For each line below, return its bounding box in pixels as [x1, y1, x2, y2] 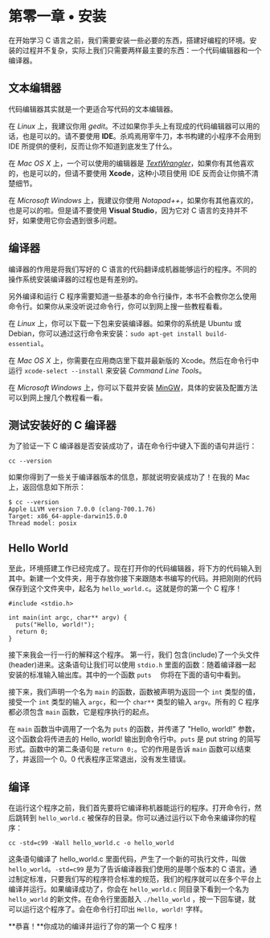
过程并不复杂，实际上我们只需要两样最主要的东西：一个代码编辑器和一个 [22, 45, 262, 55]
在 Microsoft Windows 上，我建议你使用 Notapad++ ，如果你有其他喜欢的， [8, 195, 258, 205]
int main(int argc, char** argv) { [8, 614, 128, 622]
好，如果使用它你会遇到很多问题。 [8, 215, 121, 225]
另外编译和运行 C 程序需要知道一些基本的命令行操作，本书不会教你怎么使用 [8, 291, 257, 301]
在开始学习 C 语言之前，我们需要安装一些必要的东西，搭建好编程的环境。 [8, 35, 251, 45]
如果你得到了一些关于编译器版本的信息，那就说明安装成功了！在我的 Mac [8, 472, 251, 482]
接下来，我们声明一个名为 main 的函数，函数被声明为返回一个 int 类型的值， [8, 687, 260, 697]
